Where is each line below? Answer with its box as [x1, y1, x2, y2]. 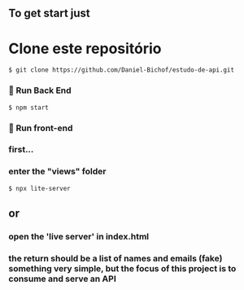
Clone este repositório [8, 39, 162, 58]
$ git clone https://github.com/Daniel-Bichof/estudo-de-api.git [8, 66, 234, 74]
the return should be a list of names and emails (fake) [8, 253, 223, 264]
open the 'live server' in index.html [8, 231, 150, 243]
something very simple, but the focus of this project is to [8, 263, 237, 274]
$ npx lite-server [8, 184, 71, 192]
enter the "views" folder [8, 166, 107, 178]
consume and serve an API [8, 273, 116, 284]
